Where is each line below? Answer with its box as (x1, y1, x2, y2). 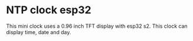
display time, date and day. (6, 28, 72, 35)
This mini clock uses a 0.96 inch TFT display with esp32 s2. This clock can (6, 23, 188, 29)
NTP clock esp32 (6, 3, 92, 17)
